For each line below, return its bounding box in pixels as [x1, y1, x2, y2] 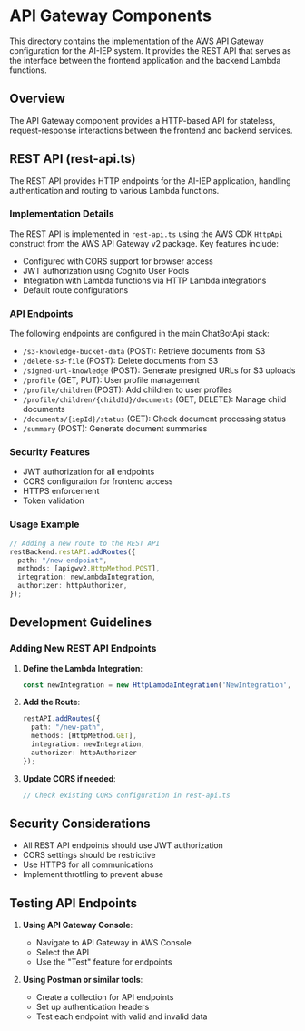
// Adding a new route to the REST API [9, 539, 161, 548]
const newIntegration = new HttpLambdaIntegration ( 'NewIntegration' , [22, 680, 292, 690]
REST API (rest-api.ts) [9, 151, 136, 167]
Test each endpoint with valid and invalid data [35, 1011, 208, 1022]
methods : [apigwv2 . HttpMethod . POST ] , [17, 564, 161, 573]
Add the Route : [22, 697, 81, 708]
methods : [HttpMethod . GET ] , [31, 732, 138, 741]
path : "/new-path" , [31, 723, 105, 733]
